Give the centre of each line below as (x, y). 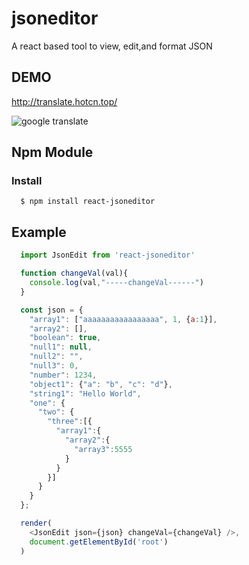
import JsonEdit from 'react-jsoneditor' (108, 255)
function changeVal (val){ (74, 273)
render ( (36, 523)
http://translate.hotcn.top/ (64, 101)
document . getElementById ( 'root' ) (99, 542)
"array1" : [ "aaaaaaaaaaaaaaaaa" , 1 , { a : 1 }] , (123, 319)
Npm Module (52, 152)
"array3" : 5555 (103, 449)
